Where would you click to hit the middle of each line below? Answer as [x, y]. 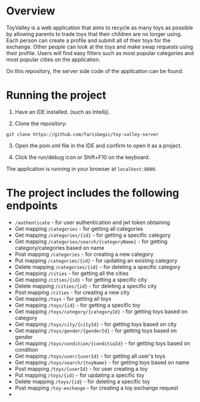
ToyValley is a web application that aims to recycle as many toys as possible [100, 28]
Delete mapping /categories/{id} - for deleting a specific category [98, 267]
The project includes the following [93, 193]
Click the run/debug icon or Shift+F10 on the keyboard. [82, 157]
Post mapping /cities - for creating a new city [72, 292]
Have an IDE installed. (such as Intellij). [62, 111]
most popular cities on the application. [53, 59]
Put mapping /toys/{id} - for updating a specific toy [79, 375]
